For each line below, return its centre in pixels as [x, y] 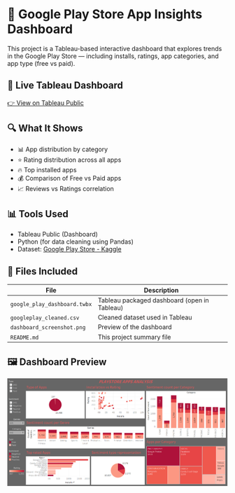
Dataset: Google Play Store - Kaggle [69, 249]
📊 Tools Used [38, 214]
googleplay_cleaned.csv [45, 318]
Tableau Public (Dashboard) [57, 235]
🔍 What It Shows [45, 129]
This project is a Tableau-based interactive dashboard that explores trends [115, 48]
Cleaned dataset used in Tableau [145, 317]
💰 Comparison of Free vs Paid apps [69, 178]
